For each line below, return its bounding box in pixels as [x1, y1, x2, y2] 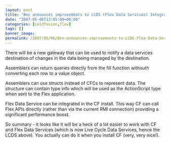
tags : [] [5, 26, 24, 31]
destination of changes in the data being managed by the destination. [5, 55, 150, 61]
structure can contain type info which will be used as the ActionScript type [5, 85, 161, 91]
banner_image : [5, 31, 35, 36]
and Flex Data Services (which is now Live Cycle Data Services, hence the [5, 126, 160, 132]
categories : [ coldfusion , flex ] [5, 21, 71, 27]
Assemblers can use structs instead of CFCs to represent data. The [5, 80, 146, 86]
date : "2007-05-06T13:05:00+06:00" [5, 17, 80, 22]
